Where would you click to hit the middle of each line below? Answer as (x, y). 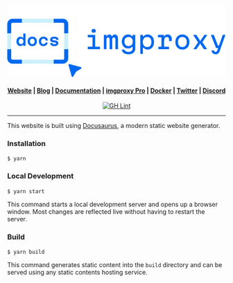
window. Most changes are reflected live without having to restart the (106, 211)
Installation (27, 144)
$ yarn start (26, 191)
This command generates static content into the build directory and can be (115, 265)
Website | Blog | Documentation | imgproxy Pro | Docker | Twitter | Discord (116, 90)
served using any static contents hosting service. (77, 273)
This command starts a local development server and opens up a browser (113, 204)
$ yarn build (26, 252)
